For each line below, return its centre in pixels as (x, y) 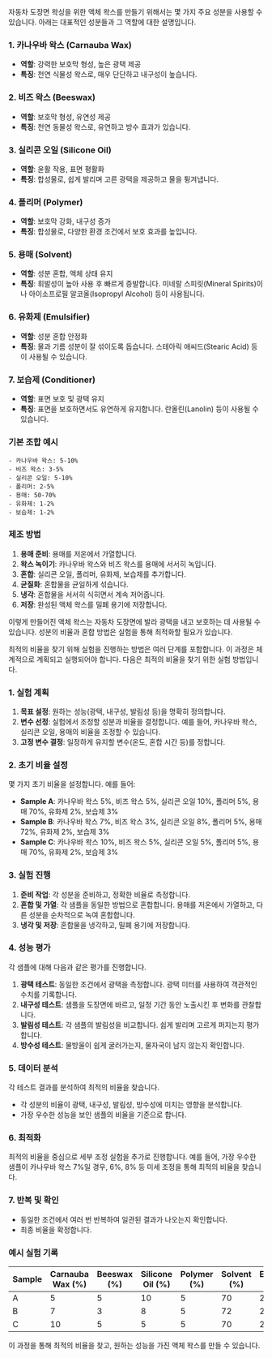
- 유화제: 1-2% (32, 504)
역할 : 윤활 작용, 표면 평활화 (62, 169)
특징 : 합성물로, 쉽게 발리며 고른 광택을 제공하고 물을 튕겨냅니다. (119, 179)
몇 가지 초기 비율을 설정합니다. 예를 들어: (72, 784)
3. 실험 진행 (30, 875)
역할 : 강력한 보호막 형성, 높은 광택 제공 (81, 64)
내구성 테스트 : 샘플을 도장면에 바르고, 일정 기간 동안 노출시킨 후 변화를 (130, 1004)
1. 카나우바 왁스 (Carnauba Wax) (70, 45)
